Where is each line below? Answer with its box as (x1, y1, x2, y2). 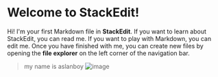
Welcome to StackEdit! (7, 5, 139, 20)
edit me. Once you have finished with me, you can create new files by (7, 42, 204, 50)
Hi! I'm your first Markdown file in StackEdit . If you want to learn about (7, 27, 207, 35)
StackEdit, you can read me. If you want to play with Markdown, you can (7, 34, 211, 42)
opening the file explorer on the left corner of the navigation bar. (7, 49, 190, 57)
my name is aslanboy (23, 62, 84, 70)
